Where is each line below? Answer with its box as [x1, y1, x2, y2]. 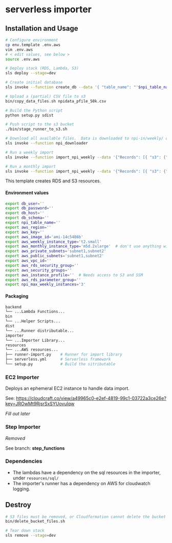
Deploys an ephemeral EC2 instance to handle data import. [5, 385, 130, 391]
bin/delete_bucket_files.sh [5, 519, 66, 524]
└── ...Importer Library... [5, 338, 66, 343]
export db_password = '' [5, 206, 54, 211]
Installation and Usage [5, 24, 78, 33]
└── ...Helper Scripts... [5, 319, 60, 324]
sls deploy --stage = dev [5, 71, 56, 76]
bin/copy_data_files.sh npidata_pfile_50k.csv [5, 98, 106, 103]
